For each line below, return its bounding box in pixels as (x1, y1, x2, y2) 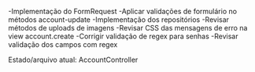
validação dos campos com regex (8, 40, 118, 49)
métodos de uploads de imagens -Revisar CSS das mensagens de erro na (8, 23, 248, 32)
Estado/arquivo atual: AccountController (8, 55, 139, 64)
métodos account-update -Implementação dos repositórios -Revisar (8, 15, 230, 24)
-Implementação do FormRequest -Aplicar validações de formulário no (8, 7, 238, 16)
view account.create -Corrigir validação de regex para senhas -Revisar (8, 31, 238, 41)
